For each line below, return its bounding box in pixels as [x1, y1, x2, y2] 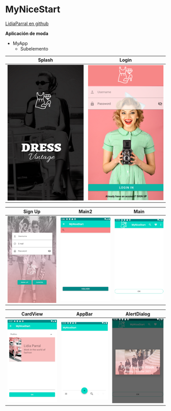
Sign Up [23, 208, 41, 214]
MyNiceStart [5, 4, 61, 15]
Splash [38, 57, 53, 63]
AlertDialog [125, 310, 150, 317]
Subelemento [20, 45, 48, 52]
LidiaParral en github [5, 20, 49, 27]
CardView [21, 310, 43, 317]
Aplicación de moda [5, 30, 48, 36]
